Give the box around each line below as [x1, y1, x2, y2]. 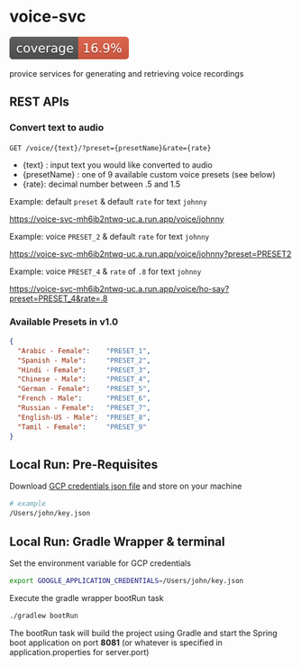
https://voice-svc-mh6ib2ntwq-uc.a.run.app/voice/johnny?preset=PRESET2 [9, 248, 292, 259]
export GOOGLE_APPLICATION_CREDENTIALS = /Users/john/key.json [9, 576, 244, 585]
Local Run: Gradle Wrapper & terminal [9, 534, 225, 549]
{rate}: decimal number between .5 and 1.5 [22, 178, 181, 189]
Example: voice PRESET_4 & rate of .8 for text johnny [9, 266, 202, 277]
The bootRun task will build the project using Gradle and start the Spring [9, 627, 278, 638]
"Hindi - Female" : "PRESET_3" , [17, 365, 151, 375]
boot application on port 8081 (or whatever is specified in [9, 637, 223, 648]
